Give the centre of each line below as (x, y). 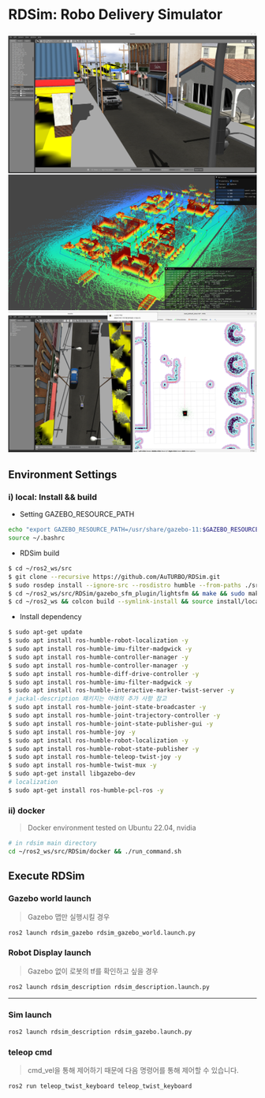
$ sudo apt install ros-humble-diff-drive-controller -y (104, 674)
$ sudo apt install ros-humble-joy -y (72, 732)
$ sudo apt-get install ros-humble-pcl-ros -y (86, 790)
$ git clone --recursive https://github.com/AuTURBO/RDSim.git (114, 577)
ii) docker (27, 810)
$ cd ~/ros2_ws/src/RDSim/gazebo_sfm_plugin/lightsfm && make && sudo (127, 593)
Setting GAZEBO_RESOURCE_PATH (77, 514)
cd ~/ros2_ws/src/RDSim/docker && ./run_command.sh (95, 851)
